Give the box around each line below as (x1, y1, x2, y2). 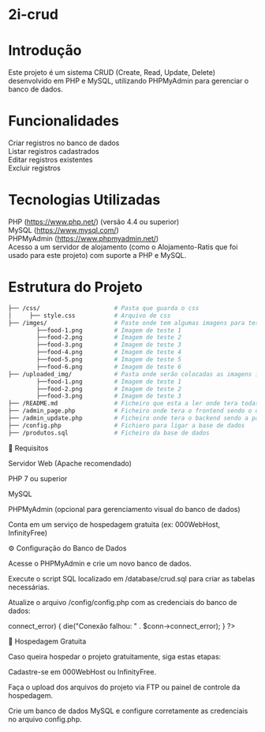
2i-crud (8, 6, 59, 24)
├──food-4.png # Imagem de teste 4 (36, 349, 181, 357)
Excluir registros (8, 163, 61, 173)
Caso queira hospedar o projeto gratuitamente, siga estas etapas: (8, 652, 222, 661)
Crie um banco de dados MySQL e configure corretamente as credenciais (8, 706, 248, 715)
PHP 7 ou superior (8, 473, 68, 483)
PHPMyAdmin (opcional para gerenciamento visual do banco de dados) (8, 504, 241, 514)
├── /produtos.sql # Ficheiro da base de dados (8, 428, 211, 437)
